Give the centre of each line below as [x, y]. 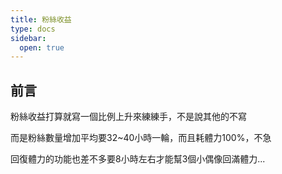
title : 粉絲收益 [41, 19]
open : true [42, 47]
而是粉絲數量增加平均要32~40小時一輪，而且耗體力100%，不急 [141, 138]
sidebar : [28, 38]
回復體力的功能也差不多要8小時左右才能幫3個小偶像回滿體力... [138, 159]
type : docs [33, 29]
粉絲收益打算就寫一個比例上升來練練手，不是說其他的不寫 [128, 117]
